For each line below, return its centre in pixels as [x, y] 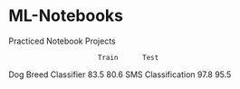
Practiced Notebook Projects [62, 41]
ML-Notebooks [66, 16]
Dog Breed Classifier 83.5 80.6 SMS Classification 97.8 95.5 [120, 74]
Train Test [128, 57]
